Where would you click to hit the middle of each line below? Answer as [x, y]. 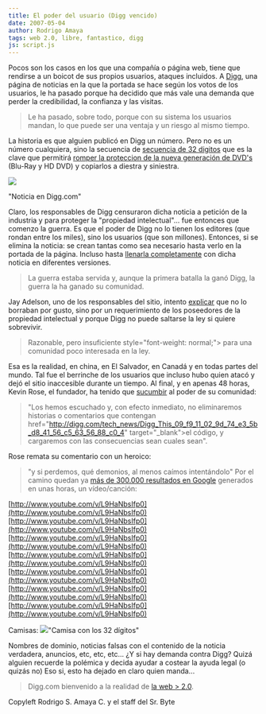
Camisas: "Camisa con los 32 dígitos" [74, 631]
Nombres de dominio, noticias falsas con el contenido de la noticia [117, 646]
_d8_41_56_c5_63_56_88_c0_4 [76, 433]
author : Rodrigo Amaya [46, 30]
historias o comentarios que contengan [92, 416]
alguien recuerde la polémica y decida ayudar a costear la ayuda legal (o [127, 663]
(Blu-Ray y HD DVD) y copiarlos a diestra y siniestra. [94, 166]
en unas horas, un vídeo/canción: [82, 489]
